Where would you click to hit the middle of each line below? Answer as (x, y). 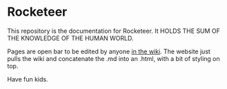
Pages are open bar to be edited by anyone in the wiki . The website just (109, 51)
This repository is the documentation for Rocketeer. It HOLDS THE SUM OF (114, 31)
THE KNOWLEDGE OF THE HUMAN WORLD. (70, 38)
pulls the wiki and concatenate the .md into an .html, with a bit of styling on (114, 58)
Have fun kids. (28, 79)
